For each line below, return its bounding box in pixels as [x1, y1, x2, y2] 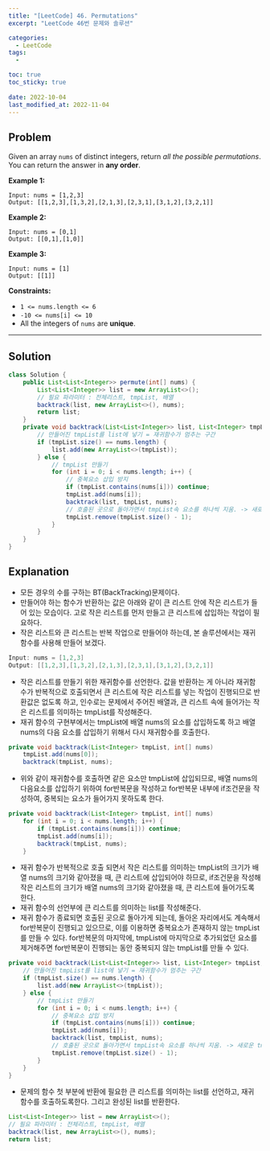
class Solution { [8, 371, 67, 379]
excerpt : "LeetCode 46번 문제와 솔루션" [8, 19, 134, 27]
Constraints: [8, 286, 51, 296]
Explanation [8, 565, 70, 579]
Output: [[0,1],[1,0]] [8, 235, 84, 244]
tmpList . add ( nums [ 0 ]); [22, 750, 99, 758]
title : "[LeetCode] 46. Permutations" [8, 11, 138, 20]
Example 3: [8, 249, 47, 259]
